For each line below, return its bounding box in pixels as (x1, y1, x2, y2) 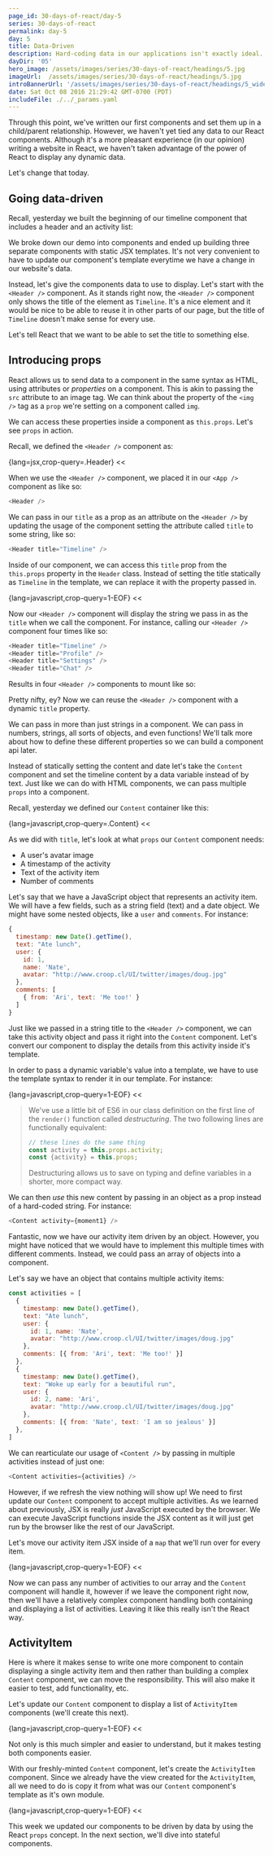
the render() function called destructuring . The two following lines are (28, 1114, 264, 1124)
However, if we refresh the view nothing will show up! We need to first (8, 1487, 243, 1497)
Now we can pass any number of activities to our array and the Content (8, 1577, 246, 1587)
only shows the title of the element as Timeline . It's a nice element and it (8, 297, 251, 306)
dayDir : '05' (8, 58, 53, 66)
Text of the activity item (19, 868, 100, 877)
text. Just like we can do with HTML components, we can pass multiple (8, 779, 247, 789)
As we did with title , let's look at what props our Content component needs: (8, 834, 265, 844)
